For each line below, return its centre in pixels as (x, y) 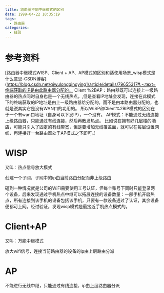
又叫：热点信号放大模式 (29, 167)
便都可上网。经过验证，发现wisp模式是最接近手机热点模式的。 (68, 206)
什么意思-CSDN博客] (26, 78)
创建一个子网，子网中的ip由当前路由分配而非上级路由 (58, 177)
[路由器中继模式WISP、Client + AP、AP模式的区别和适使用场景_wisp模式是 (80, 73)
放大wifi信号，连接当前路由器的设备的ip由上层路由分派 (60, 251)
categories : (17, 28)
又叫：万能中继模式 (24, 241)
